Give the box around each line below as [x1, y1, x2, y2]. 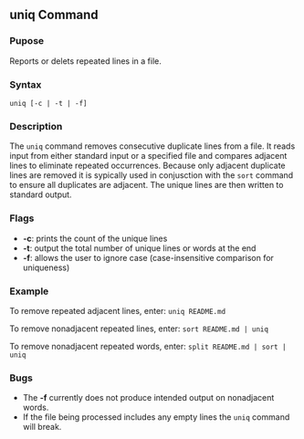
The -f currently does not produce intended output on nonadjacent [22, 392, 275, 403]
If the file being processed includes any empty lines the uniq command [22, 412, 290, 423]
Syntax [9, 78, 42, 90]
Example [9, 285, 49, 298]
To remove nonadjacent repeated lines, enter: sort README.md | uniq [9, 323, 269, 334]
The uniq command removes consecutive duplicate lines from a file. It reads [9, 141, 296, 152]
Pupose [9, 35, 45, 47]
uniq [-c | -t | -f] [9, 99, 89, 108]
